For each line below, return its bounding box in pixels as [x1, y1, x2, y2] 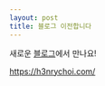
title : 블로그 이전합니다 [9, 22, 92, 31]
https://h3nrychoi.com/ [9, 65, 96, 77]
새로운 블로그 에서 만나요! [9, 47, 97, 59]
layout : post [9, 13, 59, 23]
